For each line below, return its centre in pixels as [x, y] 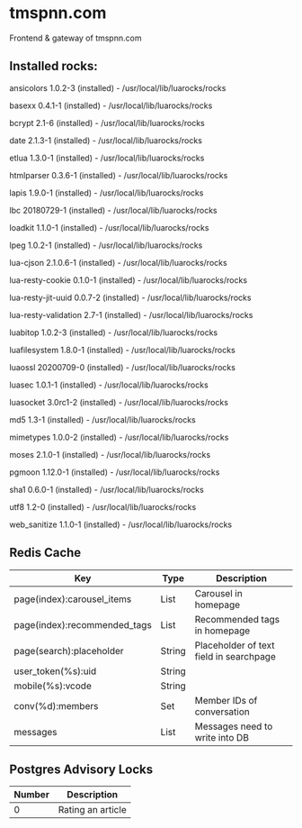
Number [31, 795]
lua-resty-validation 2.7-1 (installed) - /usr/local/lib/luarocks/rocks [131, 314]
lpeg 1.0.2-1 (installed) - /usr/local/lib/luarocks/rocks [106, 245]
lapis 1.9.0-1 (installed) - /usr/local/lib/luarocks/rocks [107, 193]
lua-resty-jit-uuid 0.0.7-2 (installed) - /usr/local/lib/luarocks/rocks [130, 297]
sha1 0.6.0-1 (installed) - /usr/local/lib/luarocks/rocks [107, 489]
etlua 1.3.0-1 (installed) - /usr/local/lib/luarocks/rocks [107, 158]
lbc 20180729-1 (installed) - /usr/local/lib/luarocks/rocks [113, 210]
